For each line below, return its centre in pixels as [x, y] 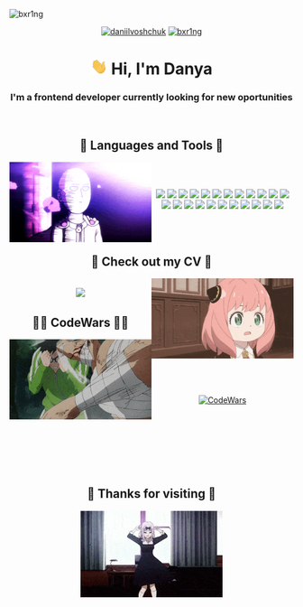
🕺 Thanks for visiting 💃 [151, 494]
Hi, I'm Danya [162, 69]
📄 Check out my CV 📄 [151, 261]
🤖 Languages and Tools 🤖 [151, 145]
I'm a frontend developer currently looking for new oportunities [151, 98]
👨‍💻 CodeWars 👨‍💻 [80, 322]
